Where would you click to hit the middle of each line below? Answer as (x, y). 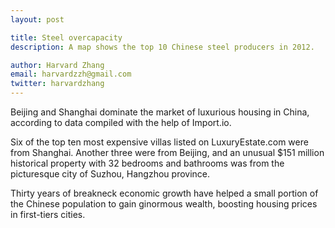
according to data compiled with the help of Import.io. (121, 122)
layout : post (37, 19)
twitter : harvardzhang (57, 84)
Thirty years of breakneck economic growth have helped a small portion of (164, 193)
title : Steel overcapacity (66, 37)
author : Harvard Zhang (57, 65)
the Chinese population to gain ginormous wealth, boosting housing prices (164, 204)
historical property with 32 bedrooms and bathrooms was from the (147, 163)
